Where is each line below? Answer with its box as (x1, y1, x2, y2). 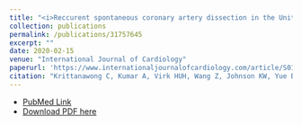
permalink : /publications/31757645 (9, 30, 143, 39)
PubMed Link (22, 96, 72, 107)
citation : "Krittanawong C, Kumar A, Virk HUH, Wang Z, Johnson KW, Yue (9, 72, 288, 81)
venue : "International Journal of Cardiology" (9, 55, 187, 64)
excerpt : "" (9, 38, 54, 48)
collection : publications (9, 22, 106, 31)
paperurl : (9, 64, 47, 73)
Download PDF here (22, 105, 97, 117)
